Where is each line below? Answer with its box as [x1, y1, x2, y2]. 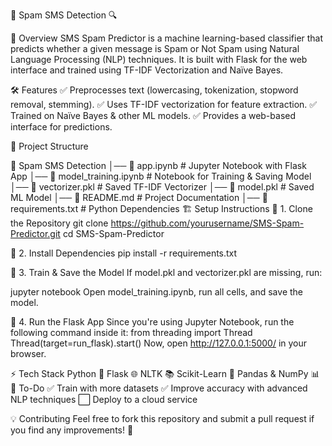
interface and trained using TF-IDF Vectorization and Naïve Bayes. [10, 64, 284, 76]
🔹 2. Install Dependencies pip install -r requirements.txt [10, 247, 238, 259]
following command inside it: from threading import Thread [10, 327, 253, 338]
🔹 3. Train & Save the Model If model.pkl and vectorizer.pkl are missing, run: [10, 267, 323, 278]
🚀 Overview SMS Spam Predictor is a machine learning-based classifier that [10, 32, 324, 44]
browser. [10, 348, 47, 359]
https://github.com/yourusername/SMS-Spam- [110, 217, 305, 229]
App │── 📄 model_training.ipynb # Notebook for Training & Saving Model [10, 170, 312, 182]
